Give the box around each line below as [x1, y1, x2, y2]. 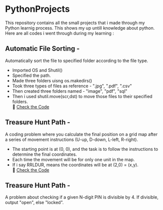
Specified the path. [12, 72, 51, 78]
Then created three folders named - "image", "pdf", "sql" [12, 88, 128, 94]
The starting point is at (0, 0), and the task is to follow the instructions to [12, 146, 159, 152]
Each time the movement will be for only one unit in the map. [12, 156, 135, 162]
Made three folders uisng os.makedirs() [12, 77, 92, 83]
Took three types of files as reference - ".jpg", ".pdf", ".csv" [12, 83, 132, 89]
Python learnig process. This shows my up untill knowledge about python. [5, 25, 155, 31]
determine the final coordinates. [12, 151, 77, 157]
